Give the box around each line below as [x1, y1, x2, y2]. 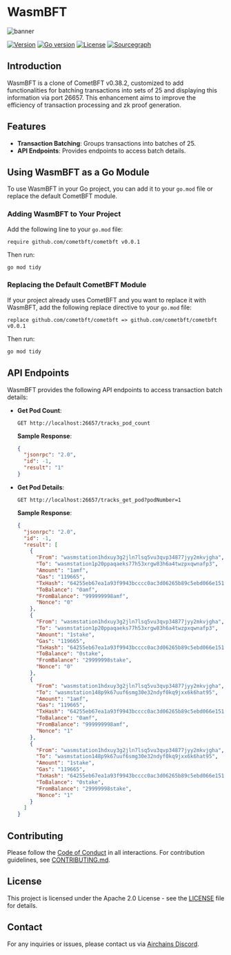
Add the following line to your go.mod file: [7, 225, 123, 233]
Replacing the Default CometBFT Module [7, 280, 147, 290]
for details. [7, 901, 38, 909]
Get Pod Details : [17, 483, 65, 491]
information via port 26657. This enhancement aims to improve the [7, 93, 197, 102]
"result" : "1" [23, 464, 64, 472]
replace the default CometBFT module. [7, 192, 118, 200]
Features [7, 121, 46, 133]
